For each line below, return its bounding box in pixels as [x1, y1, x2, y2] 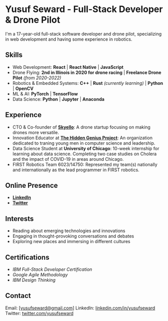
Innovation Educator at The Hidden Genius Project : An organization [12, 135, 153, 141]
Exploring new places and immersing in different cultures [12, 239, 130, 245]
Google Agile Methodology [12, 272, 68, 277]
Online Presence [5, 181, 58, 189]
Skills [5, 51, 23, 59]
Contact [5, 291, 31, 300]
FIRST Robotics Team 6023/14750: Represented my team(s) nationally [12, 161, 158, 167]
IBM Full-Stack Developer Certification [12, 266, 93, 272]
